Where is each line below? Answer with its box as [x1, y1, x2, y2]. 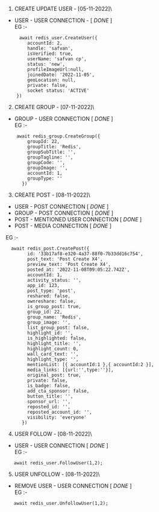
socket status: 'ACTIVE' [27, 87, 90, 93]
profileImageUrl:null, [27, 66, 84, 72]
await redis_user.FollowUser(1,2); [13, 460, 103, 466]
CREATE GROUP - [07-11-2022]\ [14, 104, 95, 110]
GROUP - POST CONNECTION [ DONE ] [14, 209, 114, 216]
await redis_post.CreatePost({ [11, 245, 90, 251]
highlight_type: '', [27, 356, 79, 362]
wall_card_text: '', [27, 351, 79, 357]
